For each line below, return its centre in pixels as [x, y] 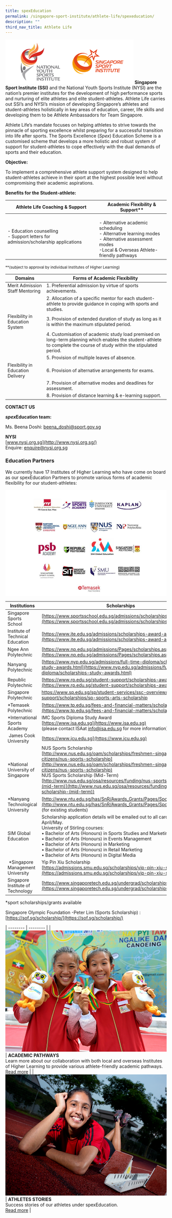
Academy [18, 728]
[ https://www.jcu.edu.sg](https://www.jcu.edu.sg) [94, 738]
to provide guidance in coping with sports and [110, 304]
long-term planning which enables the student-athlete [104, 340]
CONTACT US [20, 407]
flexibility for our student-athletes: [41, 483]
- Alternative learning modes [130, 234]
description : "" [23, 22]
